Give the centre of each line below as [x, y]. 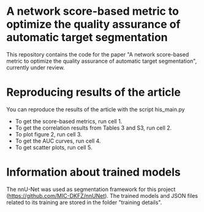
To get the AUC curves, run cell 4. [58, 141]
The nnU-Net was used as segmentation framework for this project [91, 189]
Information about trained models [93, 172]
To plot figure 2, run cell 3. [49, 134]
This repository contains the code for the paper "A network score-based [98, 54]
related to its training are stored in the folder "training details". [84, 202]
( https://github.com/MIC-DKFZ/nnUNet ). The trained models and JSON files [102, 195]
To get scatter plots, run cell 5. [54, 147]
